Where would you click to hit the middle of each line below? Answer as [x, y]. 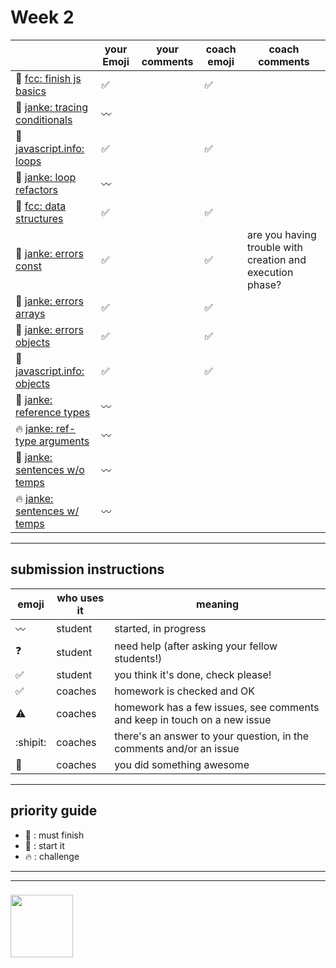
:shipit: [31, 742]
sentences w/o [50, 469]
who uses [80, 598]
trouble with [274, 247]
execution [270, 272]
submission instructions [87, 569]
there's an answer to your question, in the [212, 736]
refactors [37, 189]
